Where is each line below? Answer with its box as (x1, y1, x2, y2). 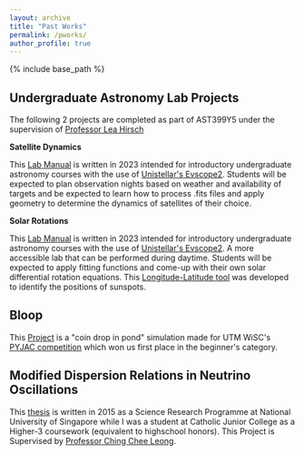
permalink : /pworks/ (9, 30, 88, 39)
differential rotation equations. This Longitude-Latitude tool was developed (9, 272, 289, 283)
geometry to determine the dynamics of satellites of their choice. (9, 197, 252, 209)
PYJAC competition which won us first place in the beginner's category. (9, 341, 279, 352)
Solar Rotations (9, 216, 69, 227)
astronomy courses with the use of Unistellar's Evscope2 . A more (9, 243, 254, 254)
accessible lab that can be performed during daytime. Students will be (9, 252, 272, 264)
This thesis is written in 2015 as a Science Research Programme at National (9, 406, 291, 417)
